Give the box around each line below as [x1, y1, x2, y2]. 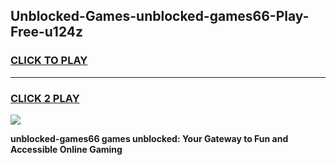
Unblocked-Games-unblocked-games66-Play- [10, 8, 310, 25]
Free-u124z [10, 24, 84, 41]
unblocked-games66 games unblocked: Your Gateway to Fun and [10, 132, 289, 144]
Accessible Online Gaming [10, 143, 123, 155]
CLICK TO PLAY [10, 54, 88, 68]
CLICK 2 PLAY [10, 91, 80, 105]
